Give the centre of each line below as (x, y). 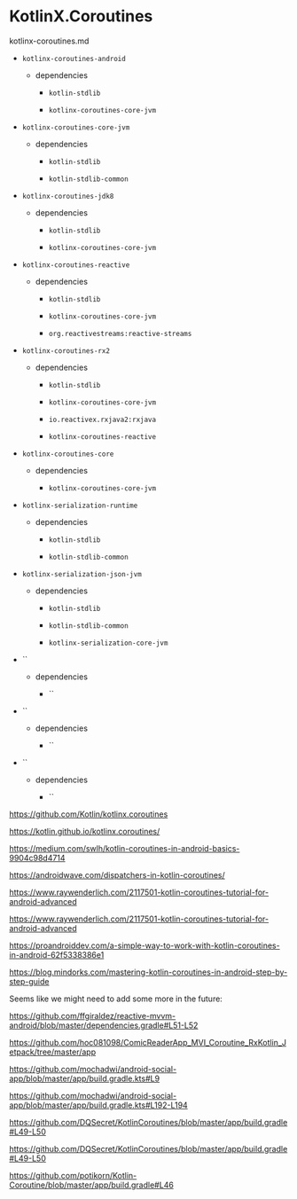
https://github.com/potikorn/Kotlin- (73, 1175)
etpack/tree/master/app (52, 1052)
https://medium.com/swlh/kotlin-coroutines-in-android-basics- (125, 848)
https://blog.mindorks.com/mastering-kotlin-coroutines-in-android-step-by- (148, 972)
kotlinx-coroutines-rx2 (66, 351)
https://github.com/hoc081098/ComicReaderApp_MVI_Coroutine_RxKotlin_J (148, 1042)
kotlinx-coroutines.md (49, 41)
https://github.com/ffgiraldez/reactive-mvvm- (93, 1015)
